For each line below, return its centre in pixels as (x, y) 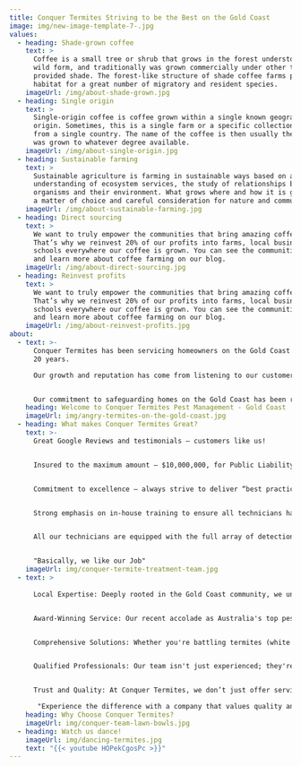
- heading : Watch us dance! (70, 731)
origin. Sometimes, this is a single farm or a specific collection (163, 126)
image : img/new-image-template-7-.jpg (82, 26)
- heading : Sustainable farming (78, 159)
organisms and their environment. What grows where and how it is (159, 193)
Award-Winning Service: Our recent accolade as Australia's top (155, 618)
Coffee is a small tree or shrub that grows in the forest (145, 59)
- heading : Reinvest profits (72, 276)
